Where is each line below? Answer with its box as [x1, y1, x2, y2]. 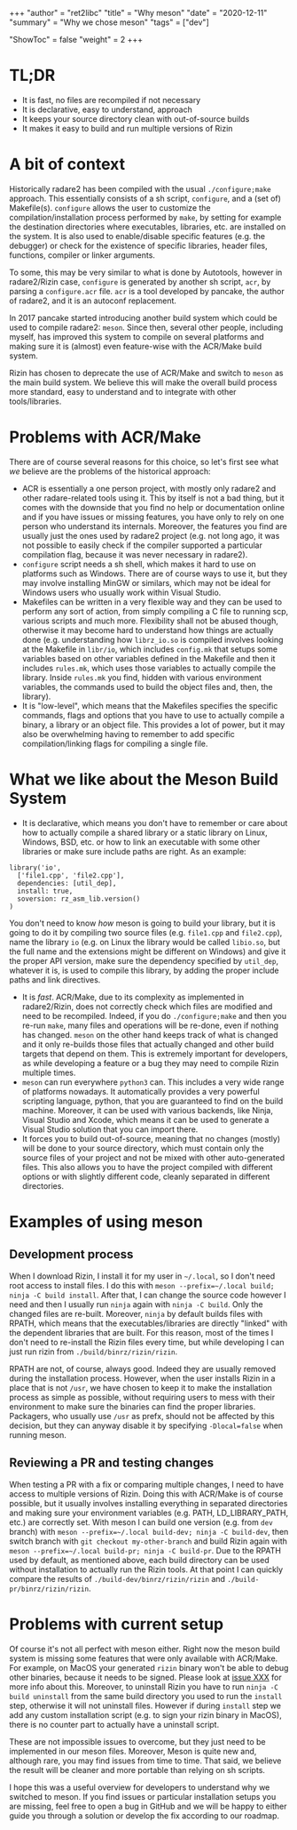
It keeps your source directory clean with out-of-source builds [21, 113, 250, 124]
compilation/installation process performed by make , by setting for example [9, 212, 282, 222]
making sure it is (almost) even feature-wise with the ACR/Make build [9, 341, 262, 351]
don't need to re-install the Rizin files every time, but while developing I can [9, 1336, 285, 1347]
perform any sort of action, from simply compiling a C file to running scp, [21, 606, 289, 616]
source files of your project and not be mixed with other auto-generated [21, 1152, 285, 1163]
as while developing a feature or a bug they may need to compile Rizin [21, 1057, 279, 1068]
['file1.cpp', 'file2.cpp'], [17, 871, 125, 879]
